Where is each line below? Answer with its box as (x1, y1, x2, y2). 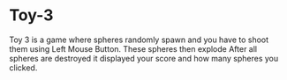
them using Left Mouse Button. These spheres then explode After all (9, 43, 258, 54)
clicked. (9, 62, 38, 73)
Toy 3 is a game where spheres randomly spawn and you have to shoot (9, 34, 269, 45)
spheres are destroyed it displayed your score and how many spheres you (9, 53, 279, 63)
